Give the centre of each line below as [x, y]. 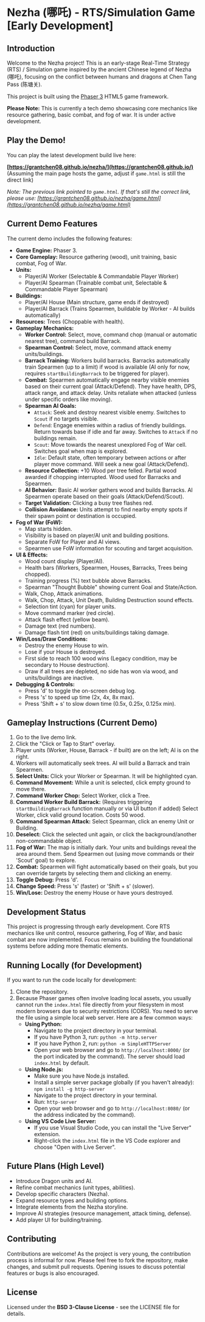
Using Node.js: [44, 1070]
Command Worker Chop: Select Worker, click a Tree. [83, 795]
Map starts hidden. [48, 528]
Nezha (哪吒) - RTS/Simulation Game [101, 12]
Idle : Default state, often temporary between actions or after [110, 457]
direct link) [20, 180]
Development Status [47, 912]
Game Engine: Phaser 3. [47, 250]
